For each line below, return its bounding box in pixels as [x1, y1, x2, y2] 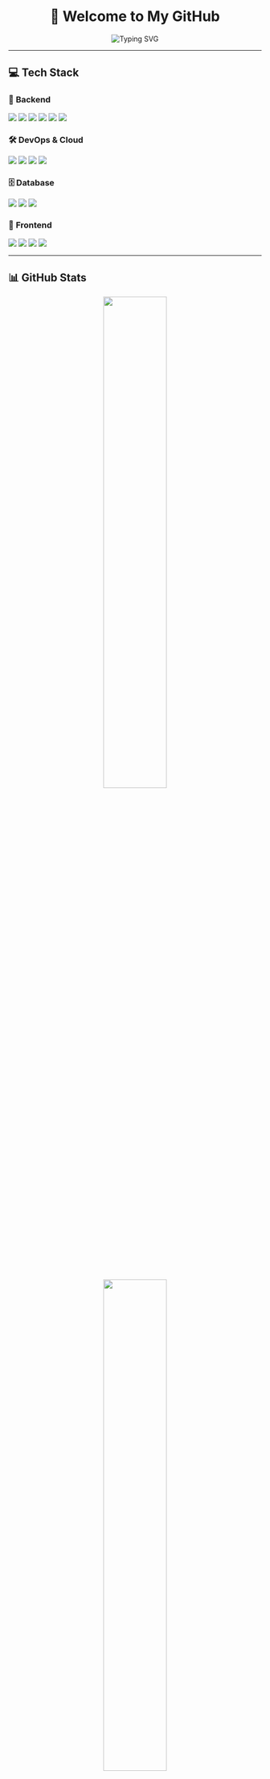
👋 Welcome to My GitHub [49, 7, 220, 26]
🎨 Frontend [8, 219, 52, 231]
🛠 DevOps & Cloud [8, 134, 84, 145]
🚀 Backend [8, 94, 51, 106]
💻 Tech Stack [8, 66, 80, 80]
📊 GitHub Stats [8, 270, 87, 285]
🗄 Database [8, 177, 55, 188]
